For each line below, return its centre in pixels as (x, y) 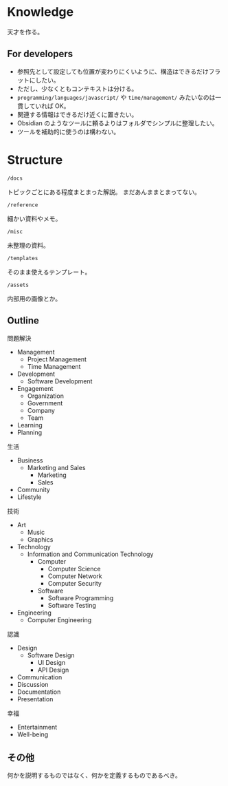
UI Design (52, 662)
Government (45, 403)
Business (30, 460)
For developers (40, 54)
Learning (30, 425)
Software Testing (72, 605)
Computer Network (75, 576)
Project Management (57, 359)
